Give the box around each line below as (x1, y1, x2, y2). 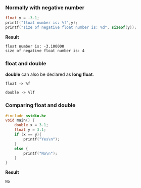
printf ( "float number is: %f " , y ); (5, 20, 78, 25)
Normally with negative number (5, 4, 85, 11)
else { (14, 146, 28, 151)
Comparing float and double (5, 102, 76, 109)
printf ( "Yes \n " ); (23, 136, 60, 142)
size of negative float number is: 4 (5, 48, 85, 53)
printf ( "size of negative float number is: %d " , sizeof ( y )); (5, 25, 137, 30)
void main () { (5, 118, 35, 123)
